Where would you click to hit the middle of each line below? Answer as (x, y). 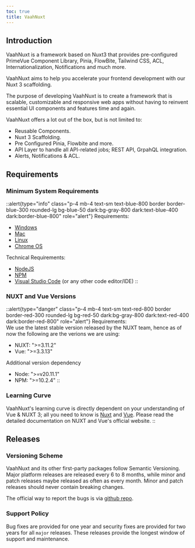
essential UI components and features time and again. (71, 108)
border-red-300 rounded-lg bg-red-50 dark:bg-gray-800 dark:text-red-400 (98, 315)
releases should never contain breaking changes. (65, 487)
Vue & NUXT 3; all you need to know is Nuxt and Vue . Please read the (90, 414)
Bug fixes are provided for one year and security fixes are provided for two (96, 526)
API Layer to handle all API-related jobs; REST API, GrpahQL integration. (101, 150)
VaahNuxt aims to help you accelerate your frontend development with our (96, 78)
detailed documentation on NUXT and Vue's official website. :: (81, 421)
